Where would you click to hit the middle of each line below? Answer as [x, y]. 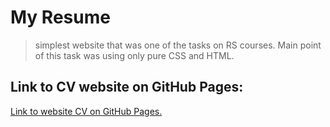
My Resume [60, 17]
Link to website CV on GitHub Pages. [86, 111]
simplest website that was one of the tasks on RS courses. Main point [178, 45]
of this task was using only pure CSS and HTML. [134, 55]
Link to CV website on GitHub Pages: [127, 87]
